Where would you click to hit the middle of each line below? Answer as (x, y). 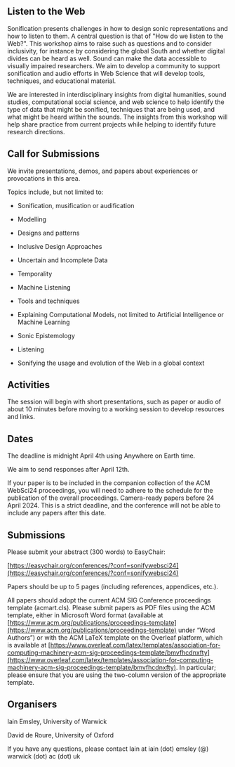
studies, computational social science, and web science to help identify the (116, 102)
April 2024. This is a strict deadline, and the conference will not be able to (114, 505)
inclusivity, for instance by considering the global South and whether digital (116, 51)
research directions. (36, 131)
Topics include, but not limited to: (55, 192)
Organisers (32, 705)
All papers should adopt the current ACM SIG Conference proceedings (109, 600)
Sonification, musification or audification (76, 205)
